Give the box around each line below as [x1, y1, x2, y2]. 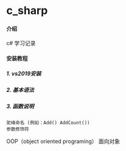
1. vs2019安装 [6, 69, 41, 77]
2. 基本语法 [6, 86, 35, 93]
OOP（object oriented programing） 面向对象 [6, 138, 121, 145]
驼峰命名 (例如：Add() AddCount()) [6, 119, 90, 125]
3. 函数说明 [6, 103, 35, 110]
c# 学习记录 [6, 40, 36, 47]
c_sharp [6, 4, 48, 18]
